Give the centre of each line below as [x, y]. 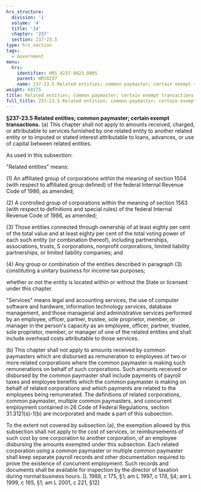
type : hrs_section [29, 46]
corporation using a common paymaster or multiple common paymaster [95, 451]
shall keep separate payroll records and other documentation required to [96, 457]
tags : [13, 51]
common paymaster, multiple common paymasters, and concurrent [89, 401]
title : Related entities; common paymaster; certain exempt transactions [100, 95]
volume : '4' [27, 23]
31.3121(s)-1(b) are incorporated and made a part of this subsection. [90, 413]
